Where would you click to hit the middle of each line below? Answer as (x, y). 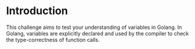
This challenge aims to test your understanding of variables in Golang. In (94, 27)
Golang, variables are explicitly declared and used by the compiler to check (97, 33)
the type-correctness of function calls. (53, 40)
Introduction (37, 11)
